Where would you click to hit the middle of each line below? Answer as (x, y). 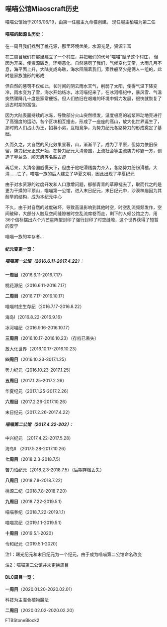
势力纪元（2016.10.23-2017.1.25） (39, 370)
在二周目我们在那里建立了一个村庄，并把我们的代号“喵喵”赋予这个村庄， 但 (82, 57)
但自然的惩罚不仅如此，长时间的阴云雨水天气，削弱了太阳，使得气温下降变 (81, 86)
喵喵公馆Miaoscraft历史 (42, 9)
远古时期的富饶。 (23, 105)
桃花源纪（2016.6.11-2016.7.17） (37, 285)
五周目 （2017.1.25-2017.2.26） (36, 380)
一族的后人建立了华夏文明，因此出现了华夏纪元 (87, 174)
